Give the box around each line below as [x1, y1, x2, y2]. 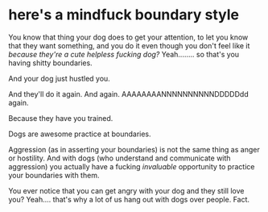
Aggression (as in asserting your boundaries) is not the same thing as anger [8, 144, 260, 154]
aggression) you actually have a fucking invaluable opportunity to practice [8, 161, 255, 171]
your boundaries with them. [8, 170, 100, 180]
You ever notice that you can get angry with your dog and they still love [8, 185, 245, 195]
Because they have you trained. [8, 113, 113, 123]
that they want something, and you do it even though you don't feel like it [8, 40, 250, 50]
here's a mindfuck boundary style [8, 6, 240, 24]
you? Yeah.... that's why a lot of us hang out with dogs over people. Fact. [8, 194, 250, 204]
